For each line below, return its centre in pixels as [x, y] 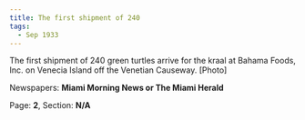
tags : [20, 26]
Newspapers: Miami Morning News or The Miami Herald [117, 88]
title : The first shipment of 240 [75, 18]
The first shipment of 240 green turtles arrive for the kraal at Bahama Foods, [152, 61]
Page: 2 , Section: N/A [50, 105]
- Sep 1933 [38, 35]
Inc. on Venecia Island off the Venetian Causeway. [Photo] [118, 70]
